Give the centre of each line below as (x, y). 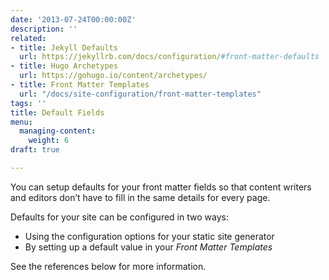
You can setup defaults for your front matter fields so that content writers (161, 187)
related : (28, 38)
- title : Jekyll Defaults (64, 47)
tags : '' (28, 103)
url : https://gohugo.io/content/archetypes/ (113, 76)
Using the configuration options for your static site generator (149, 236)
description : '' (44, 29)
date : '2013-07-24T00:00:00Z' (73, 19)
